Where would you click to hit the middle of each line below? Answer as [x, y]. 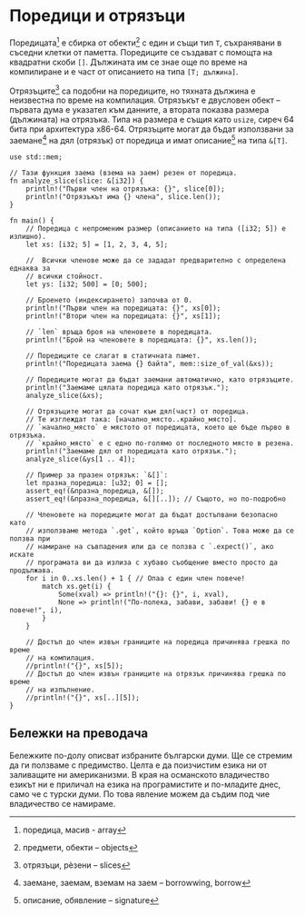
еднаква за [30, 268]
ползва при [30, 538]
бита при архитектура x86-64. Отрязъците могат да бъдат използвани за [152, 129]
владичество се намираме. [63, 803]
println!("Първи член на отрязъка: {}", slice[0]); [125, 189]
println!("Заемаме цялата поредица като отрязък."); [128, 387]
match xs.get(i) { [77, 586]
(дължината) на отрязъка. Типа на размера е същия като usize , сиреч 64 [152, 120]
